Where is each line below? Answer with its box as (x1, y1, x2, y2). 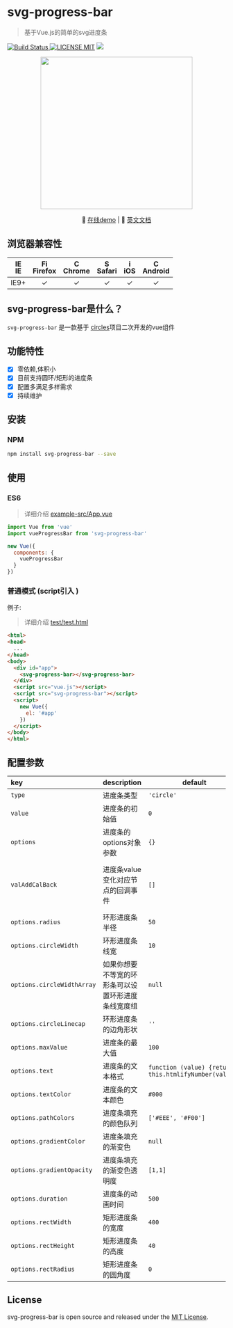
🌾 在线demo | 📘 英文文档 (81, 215, 152, 223)
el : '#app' (25, 709, 58, 717)
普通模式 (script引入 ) (7, 586, 79, 596)
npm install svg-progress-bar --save (7, 450, 116, 458)
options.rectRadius (10, 1265, 75, 1273)
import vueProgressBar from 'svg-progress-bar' (7, 530, 148, 537)
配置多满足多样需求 (17, 382, 73, 390)
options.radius (10, 918, 61, 926)
